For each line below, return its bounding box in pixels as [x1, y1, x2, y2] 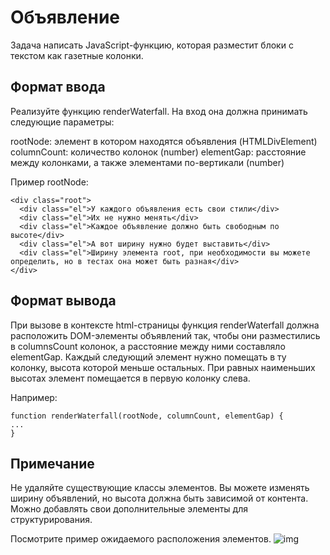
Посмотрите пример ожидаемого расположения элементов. [10, 533, 272, 545]
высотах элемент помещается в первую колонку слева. [10, 372, 251, 384]
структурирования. [10, 514, 93, 526]
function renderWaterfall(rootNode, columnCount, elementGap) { [10, 411, 284, 421]
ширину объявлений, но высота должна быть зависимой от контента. [10, 492, 309, 505]
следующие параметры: [10, 116, 115, 128]
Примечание [10, 455, 95, 472]
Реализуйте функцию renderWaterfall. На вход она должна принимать [10, 105, 308, 117]
